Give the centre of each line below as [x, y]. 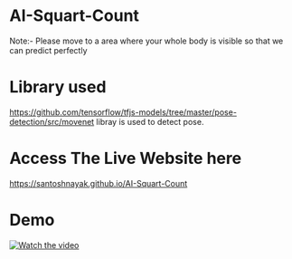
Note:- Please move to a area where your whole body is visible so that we [146, 41]
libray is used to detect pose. [150, 121]
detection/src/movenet [52, 121]
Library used [58, 87]
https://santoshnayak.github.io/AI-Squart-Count [99, 183]
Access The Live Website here [126, 158]
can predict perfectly [48, 50]
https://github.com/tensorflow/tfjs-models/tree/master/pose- [123, 112]
